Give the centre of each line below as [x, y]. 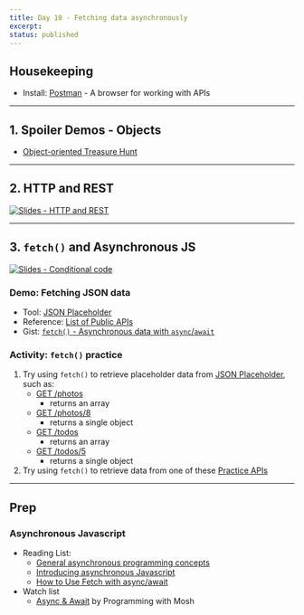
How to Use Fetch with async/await [102, 582]
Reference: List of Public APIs [78, 321]
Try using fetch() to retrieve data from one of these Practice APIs [145, 470]
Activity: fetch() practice [66, 355]
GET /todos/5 [61, 451]
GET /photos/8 [63, 413]
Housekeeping [51, 71]
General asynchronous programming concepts [123, 563]
